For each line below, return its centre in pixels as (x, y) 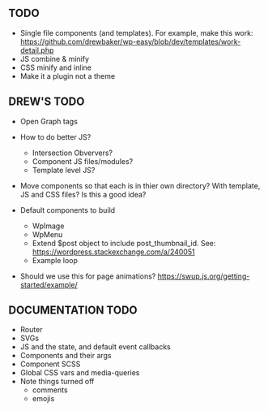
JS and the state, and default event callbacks (96, 347)
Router (31, 330)
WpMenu (47, 234)
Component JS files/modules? (83, 161)
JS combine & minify (55, 58)
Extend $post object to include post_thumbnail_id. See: (124, 243)
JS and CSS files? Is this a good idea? (83, 194)
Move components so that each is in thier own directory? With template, (140, 185)
